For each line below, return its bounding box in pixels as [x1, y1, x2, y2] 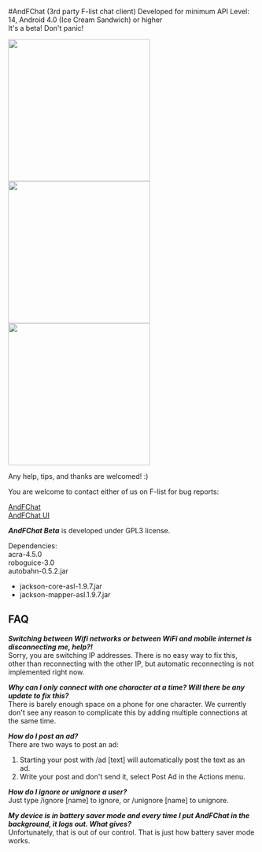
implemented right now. [8, 667, 85, 677]
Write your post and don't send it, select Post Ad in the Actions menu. [19, 772, 245, 781]
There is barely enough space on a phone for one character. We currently [8, 699, 247, 708]
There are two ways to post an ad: [8, 739, 120, 749]
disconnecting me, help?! [8, 642, 93, 652]
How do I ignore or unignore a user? [8, 787, 127, 796]
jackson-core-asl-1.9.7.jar [19, 581, 102, 591]
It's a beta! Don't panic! [8, 24, 84, 32]
